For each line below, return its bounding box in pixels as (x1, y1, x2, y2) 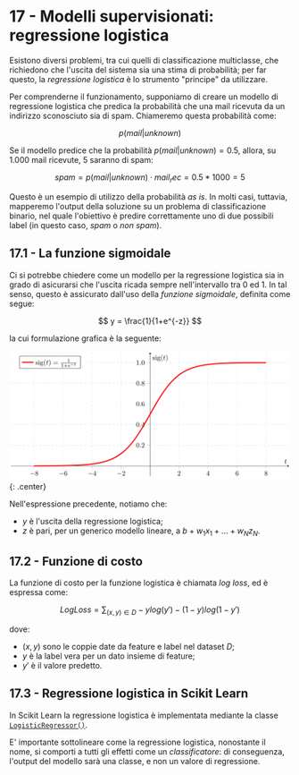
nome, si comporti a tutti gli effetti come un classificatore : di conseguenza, (9, 745, 286, 757)
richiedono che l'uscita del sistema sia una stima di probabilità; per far (9, 64, 267, 75)
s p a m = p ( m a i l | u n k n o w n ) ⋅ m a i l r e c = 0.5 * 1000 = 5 (54, 172, 245, 184)
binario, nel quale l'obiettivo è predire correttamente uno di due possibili (9, 210, 274, 221)
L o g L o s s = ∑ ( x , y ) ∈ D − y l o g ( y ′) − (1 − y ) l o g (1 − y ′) (59, 604, 241, 617)
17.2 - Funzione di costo (9, 553, 143, 569)
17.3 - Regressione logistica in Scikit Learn (9, 686, 249, 702)
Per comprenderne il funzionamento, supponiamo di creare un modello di (9, 91, 278, 102)
